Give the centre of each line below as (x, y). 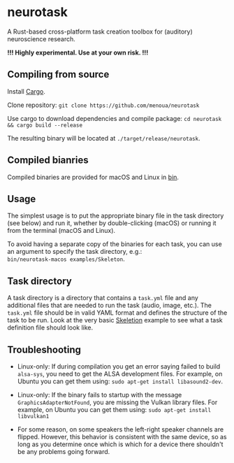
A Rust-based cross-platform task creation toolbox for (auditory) (100, 31)
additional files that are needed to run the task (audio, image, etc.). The (109, 306)
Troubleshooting (44, 349)
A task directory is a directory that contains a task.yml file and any (103, 298)
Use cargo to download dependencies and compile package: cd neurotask (115, 118)
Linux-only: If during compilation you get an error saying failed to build (119, 366)
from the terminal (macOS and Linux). (61, 231)
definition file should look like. (50, 328)
